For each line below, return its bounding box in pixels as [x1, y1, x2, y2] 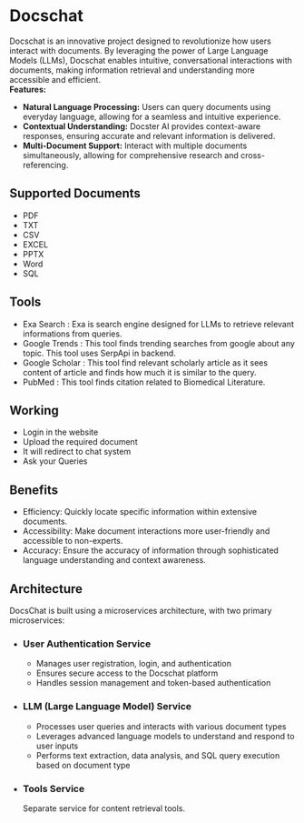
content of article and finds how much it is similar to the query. [22, 366, 257, 377]
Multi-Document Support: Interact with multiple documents [22, 140, 248, 151]
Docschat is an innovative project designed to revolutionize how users [9, 35, 272, 46]
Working [9, 402, 59, 418]
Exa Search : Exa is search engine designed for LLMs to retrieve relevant [22, 318, 295, 329]
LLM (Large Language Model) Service [22, 700, 192, 713]
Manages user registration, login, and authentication [35, 658, 231, 669]
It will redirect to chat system [22, 447, 132, 457]
